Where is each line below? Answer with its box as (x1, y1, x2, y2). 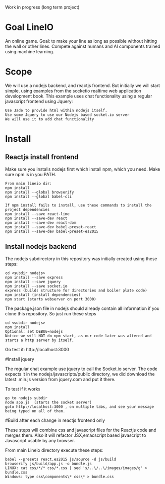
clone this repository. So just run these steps (5, 310, 97, 316)
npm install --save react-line (5, 211, 70, 216)
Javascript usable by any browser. (5, 437, 75, 443)
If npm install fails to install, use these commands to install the (5, 202, 152, 208)
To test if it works (5, 386, 41, 392)
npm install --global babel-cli (5, 194, 72, 199)
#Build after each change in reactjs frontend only (5, 417, 105, 423)
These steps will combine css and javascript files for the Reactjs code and (5, 427, 157, 433)
